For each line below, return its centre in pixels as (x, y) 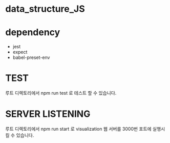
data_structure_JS (45, 9)
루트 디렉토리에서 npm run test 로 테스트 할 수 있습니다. (61, 93)
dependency (33, 33)
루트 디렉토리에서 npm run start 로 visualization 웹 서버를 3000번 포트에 (79, 129)
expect (20, 52)
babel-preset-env (31, 57)
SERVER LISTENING (48, 114)
